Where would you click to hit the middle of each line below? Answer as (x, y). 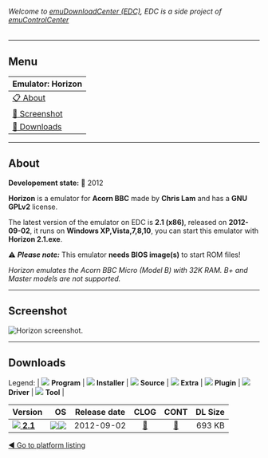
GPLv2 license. (33, 207)
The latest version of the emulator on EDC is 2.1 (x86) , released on (118, 222)
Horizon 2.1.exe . (35, 239)
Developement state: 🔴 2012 (56, 183)
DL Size (210, 413)
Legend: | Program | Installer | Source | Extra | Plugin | (124, 383)
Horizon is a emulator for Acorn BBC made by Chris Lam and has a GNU (128, 198)
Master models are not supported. (65, 278)
